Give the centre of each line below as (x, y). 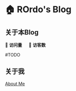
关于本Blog (22, 32)
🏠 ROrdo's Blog (38, 10)
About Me (15, 84)
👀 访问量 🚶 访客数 (25, 45)
